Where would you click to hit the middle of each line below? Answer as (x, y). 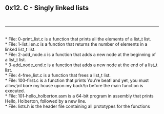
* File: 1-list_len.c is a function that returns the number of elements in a (76, 44)
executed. (15, 91)
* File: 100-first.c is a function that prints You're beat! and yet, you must (77, 80)
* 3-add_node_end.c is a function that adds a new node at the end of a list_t (81, 65)
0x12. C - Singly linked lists (47, 8)
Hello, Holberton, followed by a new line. (46, 101)
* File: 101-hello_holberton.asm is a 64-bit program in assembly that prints (79, 96)
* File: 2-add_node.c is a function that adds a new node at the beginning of (81, 54)
